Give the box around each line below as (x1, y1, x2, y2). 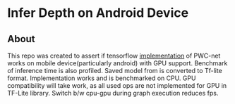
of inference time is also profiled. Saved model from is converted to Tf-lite (7, 67, 222, 74)
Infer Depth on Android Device (7, 5, 189, 21)
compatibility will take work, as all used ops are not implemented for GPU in (7, 82, 227, 89)
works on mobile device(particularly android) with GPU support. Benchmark (7, 59, 228, 67)
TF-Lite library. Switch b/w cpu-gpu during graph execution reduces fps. (7, 89, 219, 97)
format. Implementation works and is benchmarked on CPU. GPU (7, 74, 196, 82)
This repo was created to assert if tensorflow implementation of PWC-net (7, 51, 221, 60)
